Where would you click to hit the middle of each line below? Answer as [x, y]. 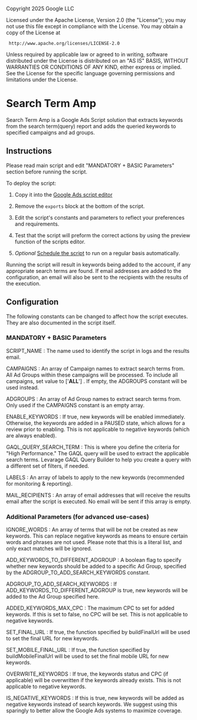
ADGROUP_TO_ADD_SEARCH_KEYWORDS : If [62, 584]
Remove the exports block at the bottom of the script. [80, 206]
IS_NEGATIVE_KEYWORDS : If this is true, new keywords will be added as [95, 698]
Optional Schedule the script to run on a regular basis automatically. [97, 253]
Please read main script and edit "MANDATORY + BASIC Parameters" [90, 165]
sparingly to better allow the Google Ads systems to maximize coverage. [94, 711]
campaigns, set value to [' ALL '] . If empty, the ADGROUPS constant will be [97, 381]
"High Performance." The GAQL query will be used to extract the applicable [98, 453]
